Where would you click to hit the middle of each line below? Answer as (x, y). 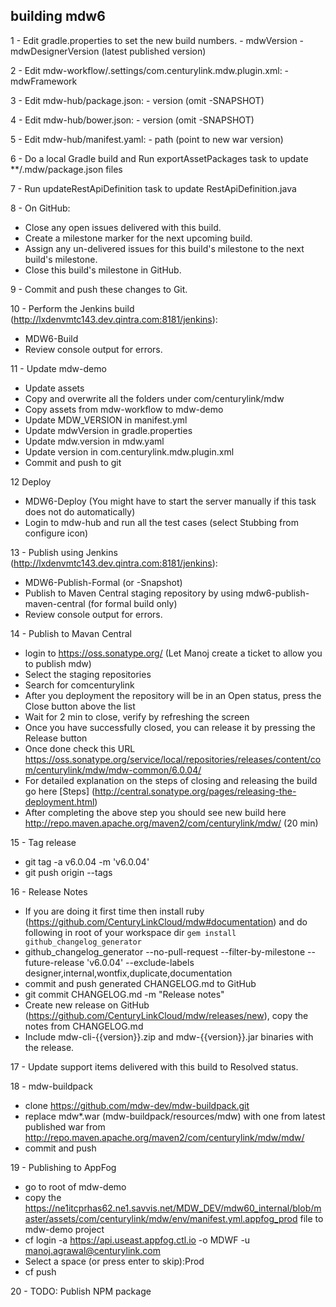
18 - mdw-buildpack (51, 1086)
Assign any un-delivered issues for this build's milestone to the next (164, 248)
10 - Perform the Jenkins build (72, 308)
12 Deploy (31, 481)
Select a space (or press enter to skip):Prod (114, 1261)
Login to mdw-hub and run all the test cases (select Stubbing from (161, 522)
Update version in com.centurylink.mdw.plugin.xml (129, 451)
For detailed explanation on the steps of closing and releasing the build (171, 780)
